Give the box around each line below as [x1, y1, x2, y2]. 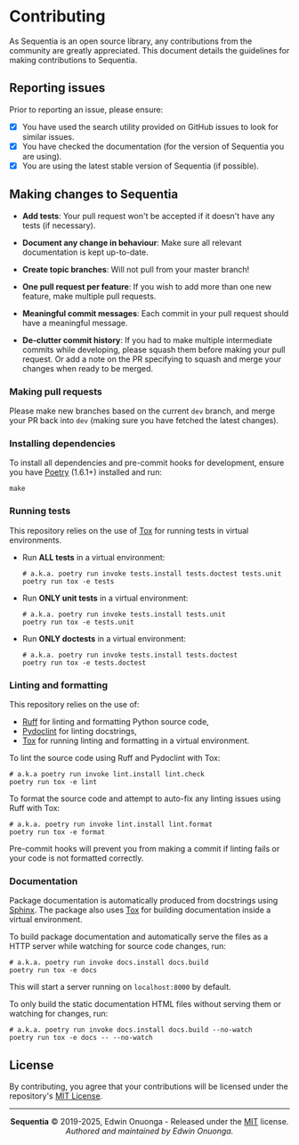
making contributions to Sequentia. [9, 54, 138, 65]
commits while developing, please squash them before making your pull [21, 344, 286, 355]
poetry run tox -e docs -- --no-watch [9, 1034, 153, 1043]
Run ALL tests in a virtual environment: [21, 552, 166, 562]
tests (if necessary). [21, 220, 96, 231]
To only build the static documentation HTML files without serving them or [9, 999, 282, 1010]
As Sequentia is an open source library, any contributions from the [9, 36, 253, 46]
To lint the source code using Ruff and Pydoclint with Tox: [9, 752, 221, 763]
